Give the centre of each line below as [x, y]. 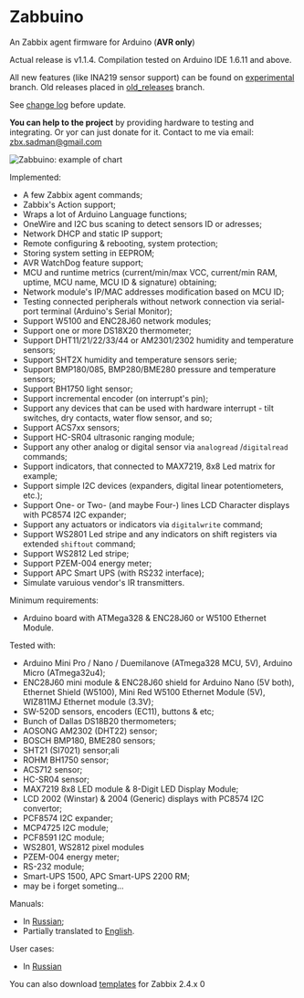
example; [40, 475]
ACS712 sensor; [52, 769]
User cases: [32, 948]
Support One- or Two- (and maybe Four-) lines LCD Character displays [156, 504]
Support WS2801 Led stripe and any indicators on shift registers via [150, 534]
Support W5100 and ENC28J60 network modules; [117, 320]
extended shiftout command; [79, 544]
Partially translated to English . [79, 930]
